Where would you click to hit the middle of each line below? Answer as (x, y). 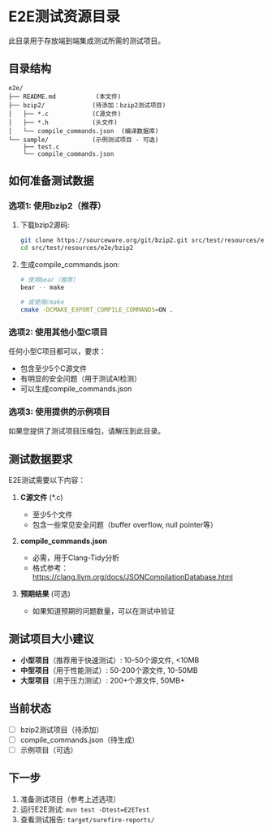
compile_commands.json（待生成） (80, 739)
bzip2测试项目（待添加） (62, 729)
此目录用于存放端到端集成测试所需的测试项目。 (86, 41)
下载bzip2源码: (45, 225)
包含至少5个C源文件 (54, 368)
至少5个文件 (52, 515)
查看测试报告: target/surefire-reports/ (87, 819)
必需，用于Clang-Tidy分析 (76, 558)
